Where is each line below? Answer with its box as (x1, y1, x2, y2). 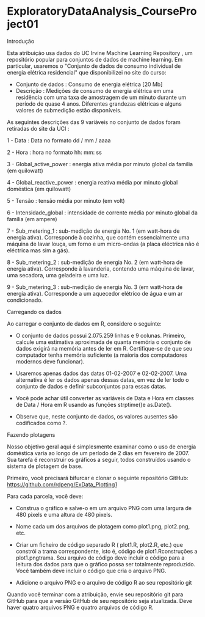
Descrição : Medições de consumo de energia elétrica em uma (15, 87, 174, 94)
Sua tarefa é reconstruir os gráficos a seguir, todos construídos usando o (7, 456, 191, 463)
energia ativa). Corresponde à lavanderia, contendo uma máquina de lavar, (7, 265, 195, 272)
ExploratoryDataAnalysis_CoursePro (7, 4, 197, 18)
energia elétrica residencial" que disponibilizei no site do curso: (7, 68, 167, 76)
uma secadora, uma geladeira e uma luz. (7, 271, 109, 279)
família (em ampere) (7, 215, 57, 222)
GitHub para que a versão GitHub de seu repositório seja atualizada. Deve (7, 597, 193, 604)
